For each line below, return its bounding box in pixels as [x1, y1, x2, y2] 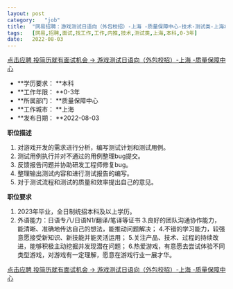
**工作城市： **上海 [17, 105, 74, 114]
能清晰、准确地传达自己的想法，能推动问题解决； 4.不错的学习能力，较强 [17, 225, 225, 233]
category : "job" [7, 17, 60, 24]
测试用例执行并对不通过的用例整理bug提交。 [17, 152, 144, 160]
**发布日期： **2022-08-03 [17, 114, 100, 122]
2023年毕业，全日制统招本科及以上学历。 [17, 207, 137, 216]
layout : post [7, 10, 45, 17]
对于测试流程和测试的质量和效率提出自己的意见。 [17, 178, 157, 186]
